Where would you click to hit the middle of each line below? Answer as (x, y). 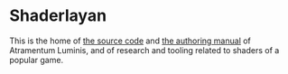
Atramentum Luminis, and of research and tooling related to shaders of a (144, 50)
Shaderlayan (58, 16)
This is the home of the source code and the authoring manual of (130, 41)
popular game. (37, 60)
